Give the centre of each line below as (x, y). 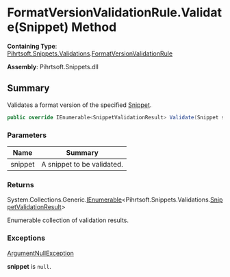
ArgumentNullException (40, 253)
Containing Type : (32, 46)
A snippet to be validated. (82, 164)
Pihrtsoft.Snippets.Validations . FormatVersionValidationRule (90, 53)
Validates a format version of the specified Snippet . (79, 105)
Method (94, 27)
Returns (21, 184)
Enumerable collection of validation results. (68, 220)
